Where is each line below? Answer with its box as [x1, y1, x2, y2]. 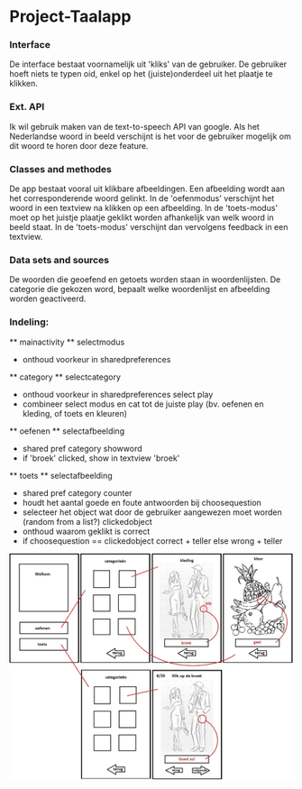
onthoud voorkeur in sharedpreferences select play [22, 389, 214, 399]
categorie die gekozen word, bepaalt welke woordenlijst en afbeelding [9, 284, 270, 295]
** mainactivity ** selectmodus [9, 336, 125, 347]
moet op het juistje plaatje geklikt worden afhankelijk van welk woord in [9, 212, 274, 223]
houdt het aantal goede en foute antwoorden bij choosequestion [22, 497, 261, 508]
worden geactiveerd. [9, 293, 87, 304]
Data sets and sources [9, 254, 110, 266]
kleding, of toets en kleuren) [22, 408, 128, 418]
